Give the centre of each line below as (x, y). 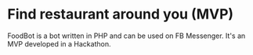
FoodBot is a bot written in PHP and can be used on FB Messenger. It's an (127, 36)
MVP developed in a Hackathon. (59, 43)
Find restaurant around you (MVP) (121, 14)
